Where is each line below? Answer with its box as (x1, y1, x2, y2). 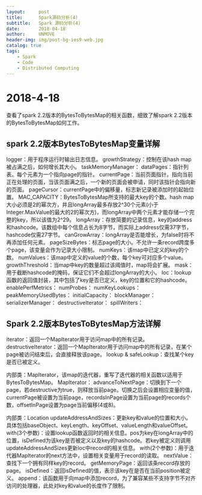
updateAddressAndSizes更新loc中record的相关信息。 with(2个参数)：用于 (6, 444, 189, 452)
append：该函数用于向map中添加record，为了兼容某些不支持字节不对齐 (17, 474, 196, 482)
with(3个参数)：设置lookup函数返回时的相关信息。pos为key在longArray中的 (6, 429, 194, 436)
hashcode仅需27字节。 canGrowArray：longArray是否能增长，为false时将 (6, 231, 189, 238)
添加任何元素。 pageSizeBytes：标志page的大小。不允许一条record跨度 (11, 239, 190, 246)
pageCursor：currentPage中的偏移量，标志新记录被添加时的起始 (28, 186, 189, 193)
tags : (6, 48, 20, 54)
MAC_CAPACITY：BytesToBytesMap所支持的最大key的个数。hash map (17, 194, 194, 201)
